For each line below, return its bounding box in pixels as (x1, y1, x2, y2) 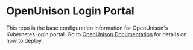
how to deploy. (6, 37, 43, 44)
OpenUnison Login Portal (6, 4, 134, 18)
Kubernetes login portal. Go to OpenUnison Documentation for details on (6, 30, 187, 37)
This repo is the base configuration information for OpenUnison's (6, 24, 168, 31)
